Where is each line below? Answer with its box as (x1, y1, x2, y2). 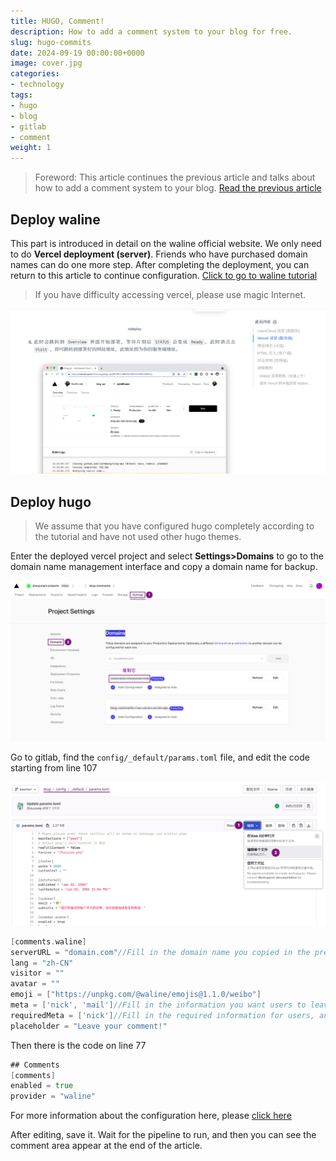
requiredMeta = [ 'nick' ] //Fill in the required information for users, (10, 1010, 315, 1020)
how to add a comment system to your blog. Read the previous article (34, 182, 322, 194)
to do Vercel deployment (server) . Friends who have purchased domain (10, 248, 308, 260)
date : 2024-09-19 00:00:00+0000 (10, 48, 145, 58)
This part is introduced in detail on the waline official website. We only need (10, 237, 322, 249)
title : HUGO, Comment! (10, 16, 105, 26)
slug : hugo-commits (10, 37, 92, 47)
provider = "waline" (10, 1091, 97, 1102)
